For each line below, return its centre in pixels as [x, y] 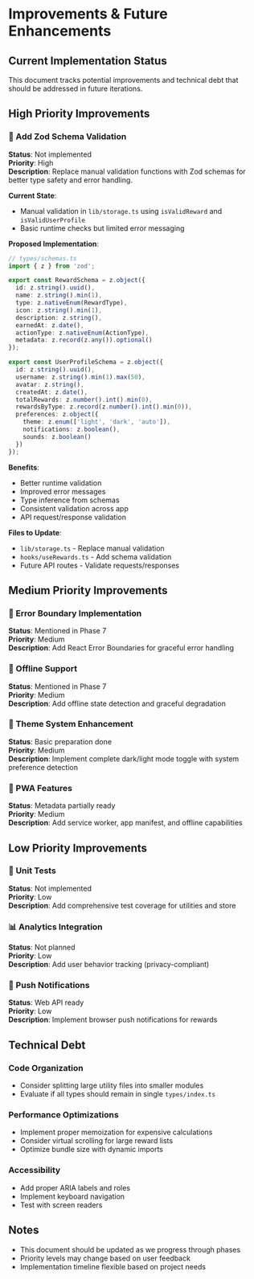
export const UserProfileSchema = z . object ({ [86, 363]
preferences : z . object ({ [57, 415]
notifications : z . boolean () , [72, 430]
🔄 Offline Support [43, 669]
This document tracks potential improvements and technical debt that [123, 80]
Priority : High [31, 162]
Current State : [33, 195]
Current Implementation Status [88, 61]
